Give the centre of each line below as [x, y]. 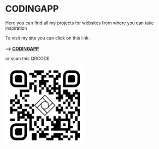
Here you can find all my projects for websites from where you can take [79, 23]
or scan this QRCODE [27, 58]
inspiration [16, 28]
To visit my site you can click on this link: [47, 38]
